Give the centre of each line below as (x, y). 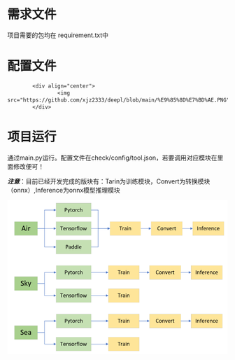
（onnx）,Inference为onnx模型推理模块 (64, 190)
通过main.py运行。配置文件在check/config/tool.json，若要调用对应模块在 (113, 158)
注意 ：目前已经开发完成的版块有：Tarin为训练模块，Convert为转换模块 (109, 181)
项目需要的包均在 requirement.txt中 (58, 35)
